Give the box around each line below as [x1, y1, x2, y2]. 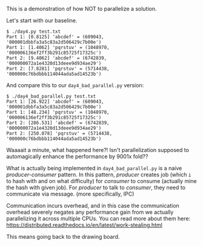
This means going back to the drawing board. [6, 233, 120, 240]
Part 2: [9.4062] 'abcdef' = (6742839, [6, 55, 107, 61]
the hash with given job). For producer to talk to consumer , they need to [6, 184, 186, 191]
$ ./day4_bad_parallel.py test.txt [6, 93, 96, 99]
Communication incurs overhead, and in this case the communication [6, 202, 180, 209]
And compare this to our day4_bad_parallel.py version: [6, 82, 144, 88]
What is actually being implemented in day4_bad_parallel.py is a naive [6, 165, 182, 171]
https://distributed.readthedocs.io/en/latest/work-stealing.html [6, 221, 162, 228]
